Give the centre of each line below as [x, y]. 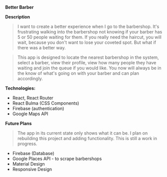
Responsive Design [32, 169]
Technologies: [20, 88]
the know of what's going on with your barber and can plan [78, 73]
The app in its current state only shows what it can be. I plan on [83, 133]
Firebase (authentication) [38, 108]
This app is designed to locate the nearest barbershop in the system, [88, 57]
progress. [27, 144]
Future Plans [18, 123]
